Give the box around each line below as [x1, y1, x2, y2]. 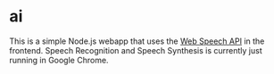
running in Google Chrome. [9, 54, 109, 65]
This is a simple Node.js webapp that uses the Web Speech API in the [9, 36, 265, 46]
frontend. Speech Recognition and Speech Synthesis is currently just [9, 45, 263, 55]
